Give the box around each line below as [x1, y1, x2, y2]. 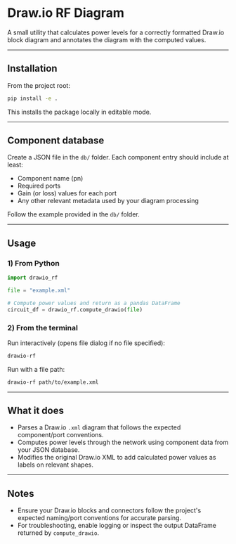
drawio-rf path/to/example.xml [7, 378, 99, 386]
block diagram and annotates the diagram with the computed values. [7, 35, 206, 44]
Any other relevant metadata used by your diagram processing [17, 197, 199, 205]
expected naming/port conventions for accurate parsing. [17, 514, 181, 522]
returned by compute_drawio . [17, 529, 100, 537]
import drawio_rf [7, 274, 58, 282]
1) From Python [7, 258, 60, 268]
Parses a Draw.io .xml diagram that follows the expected [17, 423, 181, 432]
